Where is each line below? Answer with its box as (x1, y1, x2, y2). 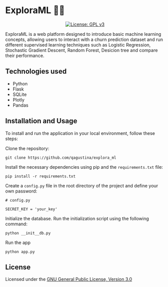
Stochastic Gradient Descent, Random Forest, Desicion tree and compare (5, 47, 158, 53)
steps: (5, 135, 18, 141)
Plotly (12, 97, 25, 103)
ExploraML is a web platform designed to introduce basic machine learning (5, 31, 161, 37)
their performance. (5, 53, 45, 59)
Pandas (12, 102, 29, 108)
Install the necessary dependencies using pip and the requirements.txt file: (5, 164, 163, 170)
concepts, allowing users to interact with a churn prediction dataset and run (5, 36, 163, 42)
